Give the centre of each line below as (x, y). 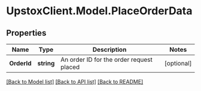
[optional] (178, 63)
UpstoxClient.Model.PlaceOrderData (99, 11)
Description (109, 50)
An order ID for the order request (106, 59)
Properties (26, 33)
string (46, 63)
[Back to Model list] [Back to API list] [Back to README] (75, 82)
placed (70, 67)
